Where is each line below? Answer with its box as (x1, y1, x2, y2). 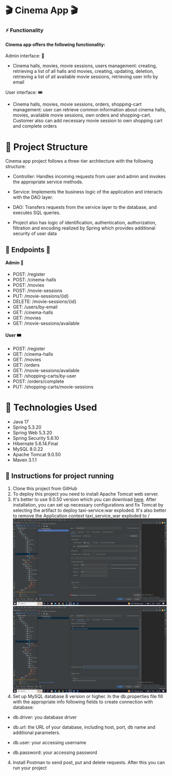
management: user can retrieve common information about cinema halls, (12, 107, 166, 113)
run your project (12, 765, 47, 771)
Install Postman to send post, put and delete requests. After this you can (12, 760, 165, 766)
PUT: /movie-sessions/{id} (12, 293, 69, 299)
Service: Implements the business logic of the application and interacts (12, 189, 163, 195)
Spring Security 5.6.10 (12, 435, 59, 441)
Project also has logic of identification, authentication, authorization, (12, 220, 157, 226)
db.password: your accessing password (12, 749, 97, 755)
